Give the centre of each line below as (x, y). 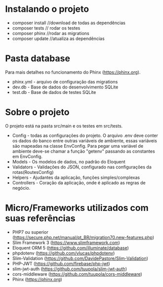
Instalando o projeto (47, 9)
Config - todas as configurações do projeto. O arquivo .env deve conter (85, 135)
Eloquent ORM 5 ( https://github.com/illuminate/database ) (71, 247)
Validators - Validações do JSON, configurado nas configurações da (82, 167)
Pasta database (38, 59)
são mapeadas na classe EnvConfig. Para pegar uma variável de (78, 146)
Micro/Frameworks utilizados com (77, 208)
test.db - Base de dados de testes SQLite (54, 92)
